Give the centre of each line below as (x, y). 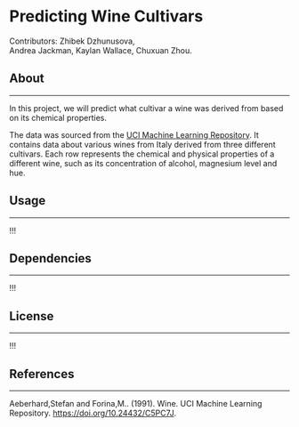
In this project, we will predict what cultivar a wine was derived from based (146, 108)
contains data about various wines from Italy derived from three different (142, 144)
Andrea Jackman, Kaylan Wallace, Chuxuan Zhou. (101, 50)
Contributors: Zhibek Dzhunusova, (72, 41)
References (42, 374)
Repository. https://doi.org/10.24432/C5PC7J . (93, 413)
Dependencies (50, 258)
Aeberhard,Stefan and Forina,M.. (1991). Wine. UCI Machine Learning (136, 403)
